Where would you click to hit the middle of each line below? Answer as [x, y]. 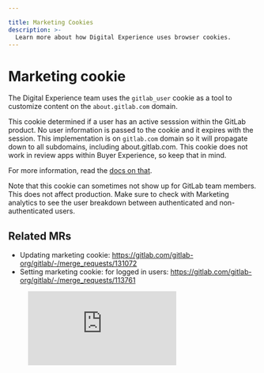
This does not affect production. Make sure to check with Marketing [119, 194]
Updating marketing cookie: [65, 255]
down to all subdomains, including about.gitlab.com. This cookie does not [128, 147]
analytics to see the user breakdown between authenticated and [113, 203]
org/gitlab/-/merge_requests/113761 [77, 281]
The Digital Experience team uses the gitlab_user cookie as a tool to [120, 98]
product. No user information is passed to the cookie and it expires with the [131, 130]
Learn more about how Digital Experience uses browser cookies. [123, 37]
